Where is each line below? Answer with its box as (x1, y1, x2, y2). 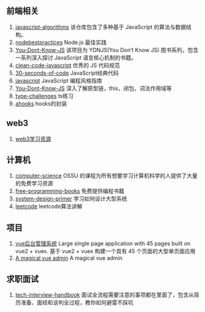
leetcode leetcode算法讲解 (15, 203, 83, 210)
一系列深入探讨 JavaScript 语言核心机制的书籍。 (15, 54, 136, 61)
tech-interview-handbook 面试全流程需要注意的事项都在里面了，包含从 (15, 291, 194, 299)
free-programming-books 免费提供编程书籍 (15, 188, 125, 195)
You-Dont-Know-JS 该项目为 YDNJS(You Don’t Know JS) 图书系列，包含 (15, 46, 199, 53)
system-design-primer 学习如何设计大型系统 (15, 195, 127, 202)
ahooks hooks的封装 (15, 100, 67, 107)
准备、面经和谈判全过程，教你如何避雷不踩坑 (20, 299, 133, 306)
